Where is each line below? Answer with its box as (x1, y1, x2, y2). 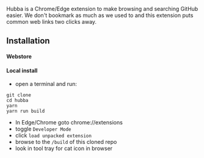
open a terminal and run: (15, 81, 78, 88)
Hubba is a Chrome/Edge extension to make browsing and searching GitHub (6, 5, 199, 12)
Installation (6, 36, 50, 46)
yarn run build (6, 108, 45, 115)
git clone (6, 92, 32, 98)
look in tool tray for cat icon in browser (15, 145, 113, 152)
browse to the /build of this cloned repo (15, 138, 117, 146)
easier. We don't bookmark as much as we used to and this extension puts (6, 12, 194, 19)
